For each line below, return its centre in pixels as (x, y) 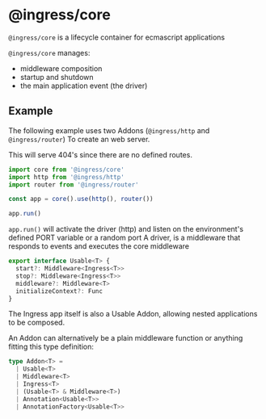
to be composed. (37, 323)
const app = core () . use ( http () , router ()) (81, 199)
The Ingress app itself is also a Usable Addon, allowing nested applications (133, 314)
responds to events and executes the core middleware (99, 246)
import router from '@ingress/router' (74, 184)
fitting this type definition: (51, 347)
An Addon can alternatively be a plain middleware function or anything (126, 338)
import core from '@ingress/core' (67, 170)
